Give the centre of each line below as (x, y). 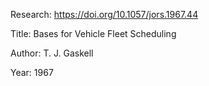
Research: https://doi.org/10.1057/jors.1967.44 (104, 14)
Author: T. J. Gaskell (52, 53)
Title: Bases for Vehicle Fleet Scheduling (93, 33)
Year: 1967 (32, 72)
